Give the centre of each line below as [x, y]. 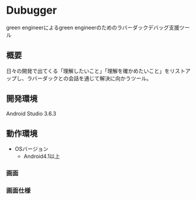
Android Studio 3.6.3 [31, 113]
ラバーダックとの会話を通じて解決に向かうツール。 [89, 78]
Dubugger [32, 10]
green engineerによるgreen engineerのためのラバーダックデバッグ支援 [93, 27]
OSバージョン [31, 149]
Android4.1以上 [42, 156]
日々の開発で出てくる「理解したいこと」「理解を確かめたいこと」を [88, 71]
